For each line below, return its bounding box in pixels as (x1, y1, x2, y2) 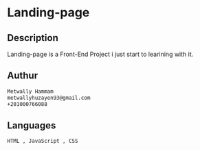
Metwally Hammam (7, 87, 54, 95)
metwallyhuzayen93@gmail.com (7, 94, 91, 101)
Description (7, 32, 58, 44)
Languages (7, 120, 56, 131)
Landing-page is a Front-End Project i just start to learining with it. (7, 50, 194, 58)
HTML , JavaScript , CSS (7, 138, 78, 145)
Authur (7, 70, 38, 81)
